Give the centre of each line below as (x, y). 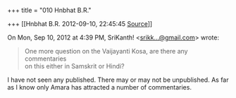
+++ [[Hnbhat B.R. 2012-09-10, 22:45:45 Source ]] (80, 24)
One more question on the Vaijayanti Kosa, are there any (106, 51)
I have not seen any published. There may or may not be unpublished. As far (118, 80)
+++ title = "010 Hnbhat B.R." (49, 10)
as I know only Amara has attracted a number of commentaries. (100, 87)
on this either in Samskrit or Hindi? (74, 66)
